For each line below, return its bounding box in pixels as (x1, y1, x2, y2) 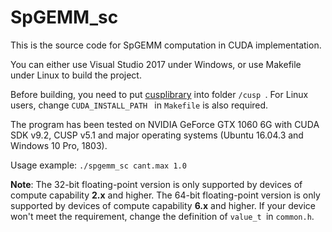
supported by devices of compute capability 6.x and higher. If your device (10, 199, 317, 211)
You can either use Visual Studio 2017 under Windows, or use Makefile (10, 58, 302, 70)
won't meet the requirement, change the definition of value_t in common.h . (10, 210, 315, 222)
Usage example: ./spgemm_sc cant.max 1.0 (10, 159, 187, 171)
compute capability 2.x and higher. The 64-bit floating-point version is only (10, 189, 321, 201)
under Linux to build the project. (10, 69, 142, 81)
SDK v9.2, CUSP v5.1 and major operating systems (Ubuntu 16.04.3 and (10, 129, 304, 141)
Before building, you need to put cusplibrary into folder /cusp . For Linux (10, 88, 309, 100)
